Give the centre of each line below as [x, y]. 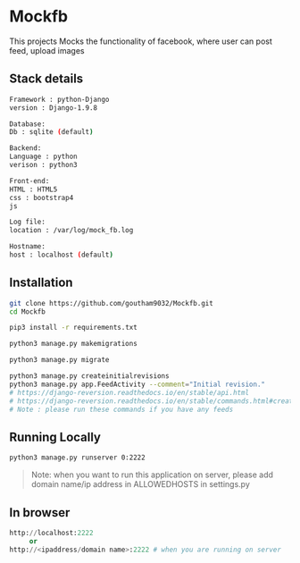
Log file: [28, 222]
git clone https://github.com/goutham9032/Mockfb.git [112, 303]
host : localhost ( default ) [62, 255]
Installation [41, 283]
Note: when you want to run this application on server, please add [152, 475]
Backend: [25, 148]
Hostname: [28, 247]
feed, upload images [47, 50]
